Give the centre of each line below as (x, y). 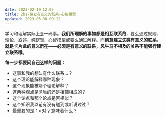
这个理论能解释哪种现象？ (38, 79)
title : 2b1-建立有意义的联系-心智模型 (41, 14)
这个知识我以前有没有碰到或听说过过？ (51, 104)
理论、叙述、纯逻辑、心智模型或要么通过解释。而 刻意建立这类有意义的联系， (83, 40)
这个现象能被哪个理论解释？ (41, 86)
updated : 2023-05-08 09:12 (33, 19)
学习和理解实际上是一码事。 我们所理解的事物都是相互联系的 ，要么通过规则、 (83, 34)
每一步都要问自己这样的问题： (35, 63)
